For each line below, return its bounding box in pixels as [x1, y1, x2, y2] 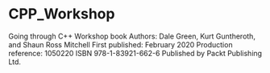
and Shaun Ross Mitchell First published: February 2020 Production [8, 39, 233, 49]
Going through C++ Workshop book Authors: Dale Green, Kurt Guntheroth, [8, 31, 256, 41]
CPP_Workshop [8, 5, 115, 23]
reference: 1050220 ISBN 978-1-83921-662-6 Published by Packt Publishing [8, 48, 263, 58]
